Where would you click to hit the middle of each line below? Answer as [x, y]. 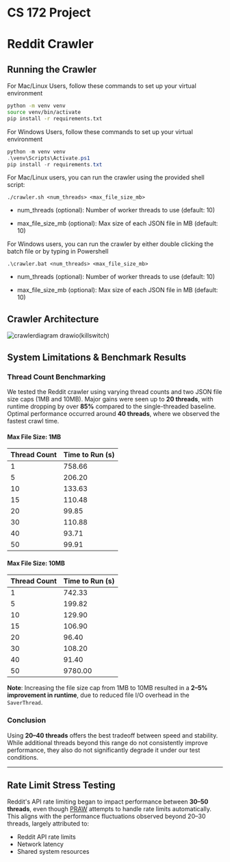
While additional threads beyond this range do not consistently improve [107, 742]
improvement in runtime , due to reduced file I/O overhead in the [98, 695]
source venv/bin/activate [44, 112]
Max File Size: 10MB [36, 563]
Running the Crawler [52, 69]
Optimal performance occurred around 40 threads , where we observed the [114, 413]
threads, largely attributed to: [48, 824]
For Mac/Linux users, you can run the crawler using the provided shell [106, 177]
